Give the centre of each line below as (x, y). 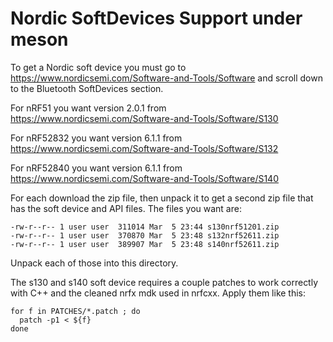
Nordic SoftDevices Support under (156, 18)
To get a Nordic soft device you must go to (98, 67)
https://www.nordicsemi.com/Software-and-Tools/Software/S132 (144, 148)
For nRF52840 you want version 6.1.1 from (96, 168)
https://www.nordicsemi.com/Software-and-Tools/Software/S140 (144, 178)
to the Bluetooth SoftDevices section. (87, 88)
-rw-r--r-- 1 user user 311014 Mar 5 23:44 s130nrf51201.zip (145, 227)
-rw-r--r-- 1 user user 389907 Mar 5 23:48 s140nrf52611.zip (145, 244)
